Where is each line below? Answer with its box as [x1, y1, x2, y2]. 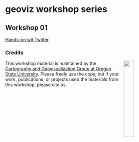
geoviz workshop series [5, 3, 108, 15]
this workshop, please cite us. [5, 81, 67, 88]
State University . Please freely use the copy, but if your [5, 71, 119, 77]
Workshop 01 [5, 23, 48, 32]
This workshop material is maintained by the [5, 60, 97, 66]
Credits [5, 49, 24, 56]
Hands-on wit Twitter [5, 36, 49, 42]
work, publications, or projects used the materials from [5, 76, 119, 82]
